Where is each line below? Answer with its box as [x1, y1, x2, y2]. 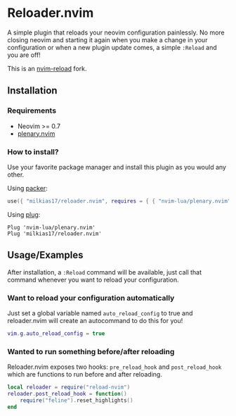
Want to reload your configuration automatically [7, 293, 175, 303]
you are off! [7, 51, 41, 59]
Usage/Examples [7, 249, 84, 261]
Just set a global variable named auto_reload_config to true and [7, 308, 193, 317]
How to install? [7, 146, 59, 156]
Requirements [7, 106, 57, 115]
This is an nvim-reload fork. [7, 64, 87, 73]
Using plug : [7, 210, 41, 219]
